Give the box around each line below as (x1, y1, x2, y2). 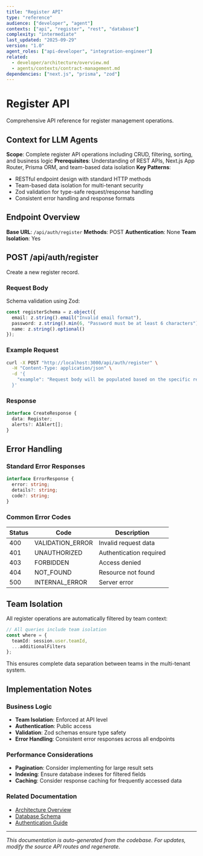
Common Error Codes (6, 513, 71, 521)
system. (6, 666, 26, 674)
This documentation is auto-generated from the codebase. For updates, (6, 836, 186, 843)
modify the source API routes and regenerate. (6, 843, 121, 850)
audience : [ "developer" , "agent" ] (6, 20, 94, 26)
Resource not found (98, 568, 155, 577)
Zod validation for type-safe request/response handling (14, 189, 153, 195)
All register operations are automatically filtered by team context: (6, 615, 168, 622)
